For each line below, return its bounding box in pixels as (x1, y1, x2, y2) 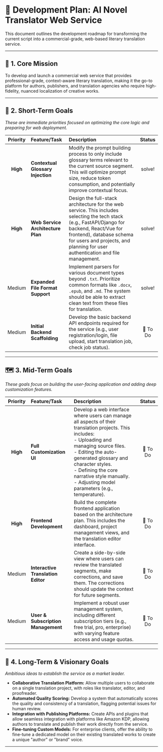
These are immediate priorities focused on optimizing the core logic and (5, 119, 149, 125)
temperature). (73, 491, 105, 498)
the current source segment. (68, 163, 134, 169)
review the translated (73, 561, 122, 568)
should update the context (73, 586, 134, 592)
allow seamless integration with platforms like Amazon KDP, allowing (12, 716, 149, 722)
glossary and (98, 455, 129, 461)
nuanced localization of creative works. (21, 88, 99, 94)
